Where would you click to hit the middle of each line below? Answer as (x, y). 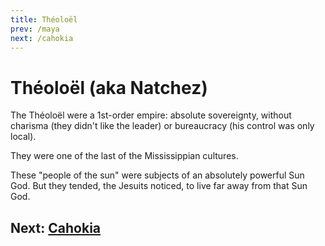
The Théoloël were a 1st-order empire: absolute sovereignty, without (151, 115)
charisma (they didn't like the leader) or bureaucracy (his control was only (162, 126)
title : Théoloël (44, 19)
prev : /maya (35, 29)
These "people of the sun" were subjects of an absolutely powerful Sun (157, 175)
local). (23, 137)
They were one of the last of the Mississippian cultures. (124, 156)
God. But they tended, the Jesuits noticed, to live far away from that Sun (159, 186)
